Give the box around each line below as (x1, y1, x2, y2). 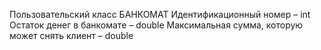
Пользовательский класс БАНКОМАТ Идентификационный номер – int (9, 9, 311, 20)
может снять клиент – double (9, 30, 134, 41)
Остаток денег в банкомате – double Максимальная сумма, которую (9, 19, 304, 31)
